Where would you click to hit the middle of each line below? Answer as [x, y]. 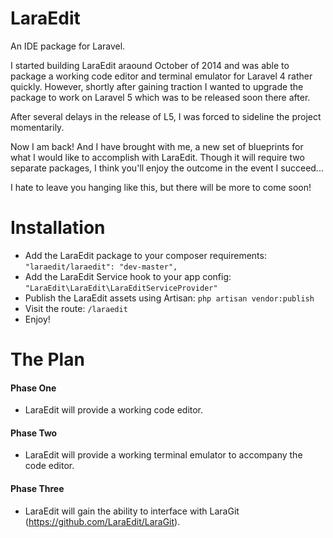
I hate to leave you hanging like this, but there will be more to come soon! [161, 187]
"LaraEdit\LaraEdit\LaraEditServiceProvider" [121, 288]
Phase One [33, 388]
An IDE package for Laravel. [68, 46]
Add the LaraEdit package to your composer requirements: [145, 255]
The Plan [47, 359]
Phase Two [34, 433]
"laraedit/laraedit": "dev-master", [101, 267]
